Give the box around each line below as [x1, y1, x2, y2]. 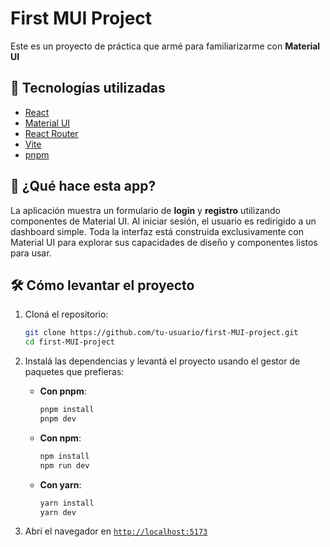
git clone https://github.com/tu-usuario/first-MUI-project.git [24, 328, 299, 338]
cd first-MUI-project [24, 337, 115, 347]
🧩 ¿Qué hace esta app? [10, 178, 157, 195]
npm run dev [39, 460, 90, 471]
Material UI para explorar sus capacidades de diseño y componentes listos [10, 236, 318, 248]
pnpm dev [39, 414, 77, 424]
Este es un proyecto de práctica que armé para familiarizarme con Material [10, 40, 321, 52]
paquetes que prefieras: [24, 366, 125, 378]
